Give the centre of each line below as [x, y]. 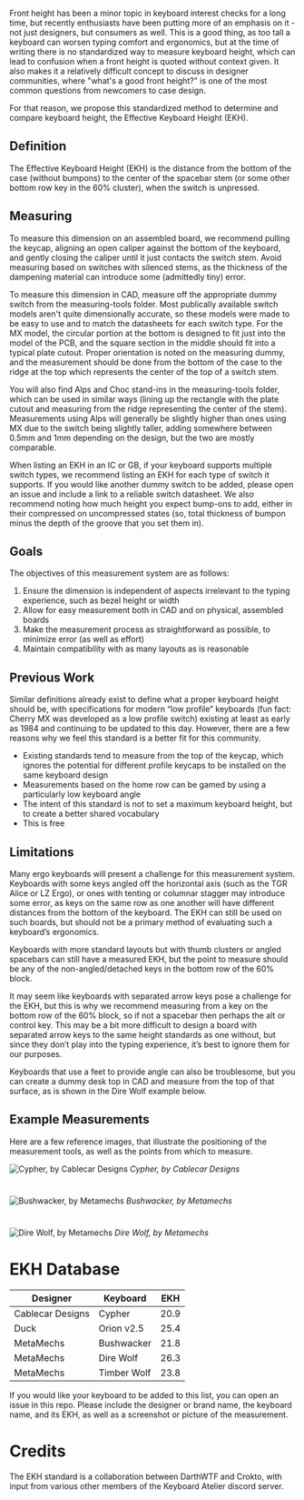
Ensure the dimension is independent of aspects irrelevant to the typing [156, 591]
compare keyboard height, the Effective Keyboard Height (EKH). [129, 118]
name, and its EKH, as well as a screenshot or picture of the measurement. [149, 1414]
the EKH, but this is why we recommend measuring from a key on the [139, 1006]
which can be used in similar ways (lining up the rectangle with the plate [144, 398]
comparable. [33, 447]
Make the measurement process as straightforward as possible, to [146, 629]
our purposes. [36, 1054]
